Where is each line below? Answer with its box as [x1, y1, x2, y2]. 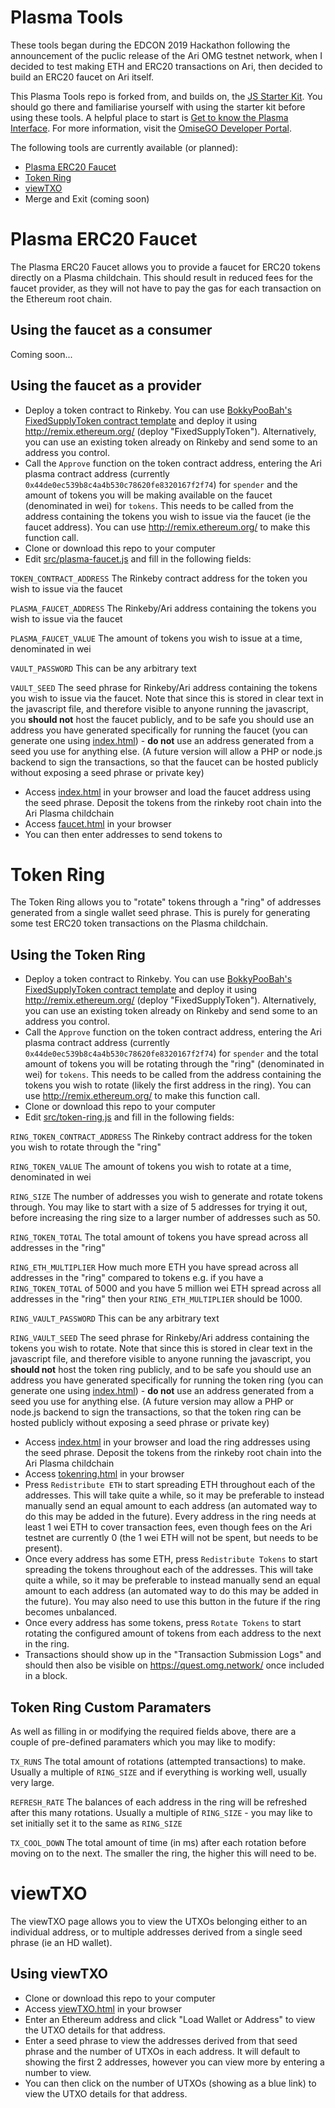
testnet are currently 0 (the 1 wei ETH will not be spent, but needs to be [24, 1532, 319, 1544]
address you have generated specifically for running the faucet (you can [10, 724, 308, 736]
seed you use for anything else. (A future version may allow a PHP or [10, 1396, 294, 1408]
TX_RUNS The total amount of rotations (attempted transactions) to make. [10, 1756, 307, 1768]
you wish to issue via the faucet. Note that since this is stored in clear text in [10, 692, 324, 704]
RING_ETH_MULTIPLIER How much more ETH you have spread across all [10, 1261, 299, 1273]
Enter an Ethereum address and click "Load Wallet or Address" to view [24, 2013, 316, 2025]
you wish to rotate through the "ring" [10, 1141, 162, 1153]
